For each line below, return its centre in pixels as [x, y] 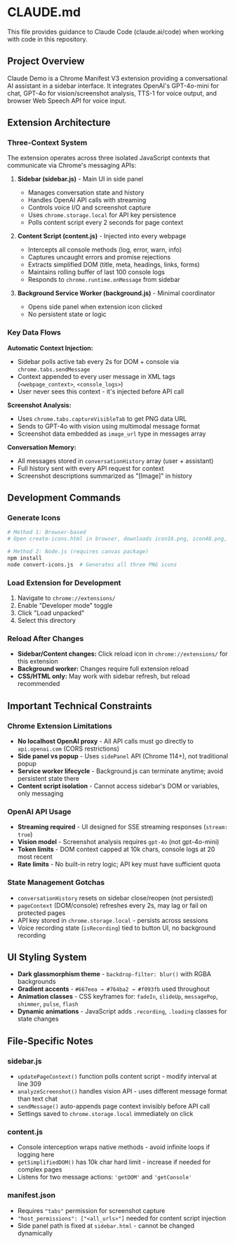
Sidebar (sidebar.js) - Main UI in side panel [80, 179]
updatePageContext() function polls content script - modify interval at [117, 1077]
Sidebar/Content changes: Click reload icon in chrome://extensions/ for [122, 654]
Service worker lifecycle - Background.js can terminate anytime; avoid [120, 771]
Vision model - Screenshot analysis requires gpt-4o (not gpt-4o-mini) [118, 842]
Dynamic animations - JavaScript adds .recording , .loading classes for [122, 1011]
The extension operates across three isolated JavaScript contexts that [109, 158]
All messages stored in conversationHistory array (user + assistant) [115, 460]
